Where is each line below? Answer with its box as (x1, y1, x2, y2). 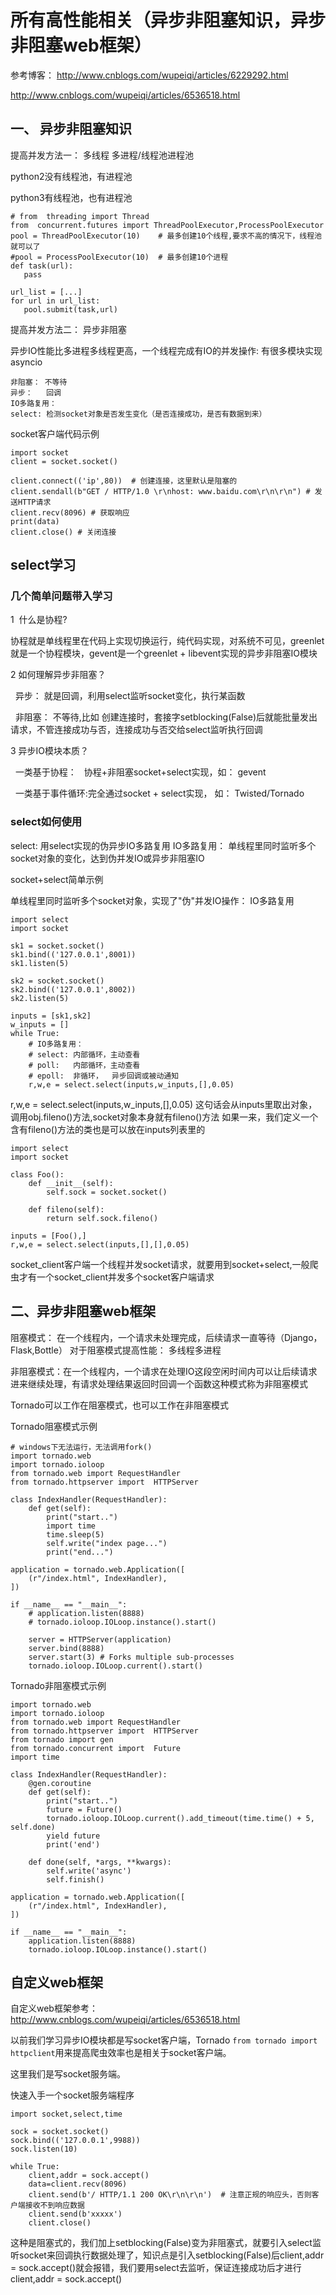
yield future (46, 1831, 101, 1841)
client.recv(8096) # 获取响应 (10, 507, 130, 518)
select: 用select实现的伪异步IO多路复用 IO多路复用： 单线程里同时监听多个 (10, 839, 317, 851)
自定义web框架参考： (10, 2002, 98, 2015)
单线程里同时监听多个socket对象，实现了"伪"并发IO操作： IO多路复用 (10, 894, 295, 906)
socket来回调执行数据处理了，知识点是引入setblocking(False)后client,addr (18, 2249, 325, 2261)
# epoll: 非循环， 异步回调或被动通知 (28, 1071, 180, 1081)
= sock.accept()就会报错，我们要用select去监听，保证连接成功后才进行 (10, 2262, 302, 2274)
